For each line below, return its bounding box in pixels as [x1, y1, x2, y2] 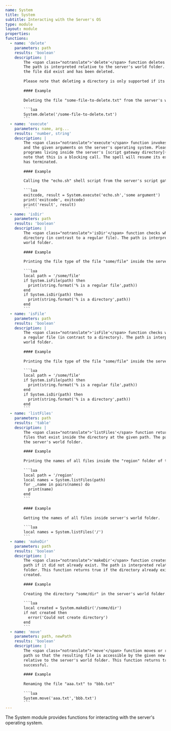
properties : [5, 31, 31, 36]
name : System [5, 7, 33, 13]
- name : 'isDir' [10, 211, 44, 217]
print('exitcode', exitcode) [23, 197, 85, 202]
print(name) [27, 487, 53, 492]
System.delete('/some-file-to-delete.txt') [23, 112, 117, 117]
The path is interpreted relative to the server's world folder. [23, 64, 165, 69]
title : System [5, 12, 36, 17]
